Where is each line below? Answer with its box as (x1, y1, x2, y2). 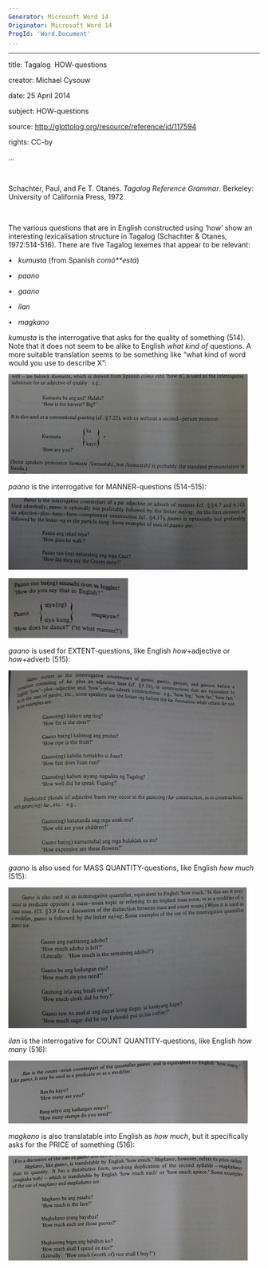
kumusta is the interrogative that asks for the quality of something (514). (8, 333, 246, 342)
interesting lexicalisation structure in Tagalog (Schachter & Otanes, (8, 231, 227, 241)
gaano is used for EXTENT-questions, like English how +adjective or (8, 646, 231, 656)
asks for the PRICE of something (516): (8, 1140, 136, 1149)
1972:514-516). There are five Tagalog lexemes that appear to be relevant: (8, 240, 250, 250)
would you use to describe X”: (8, 358, 108, 368)
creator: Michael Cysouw (8, 76, 91, 85)
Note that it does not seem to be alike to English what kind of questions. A (8, 342, 251, 351)
